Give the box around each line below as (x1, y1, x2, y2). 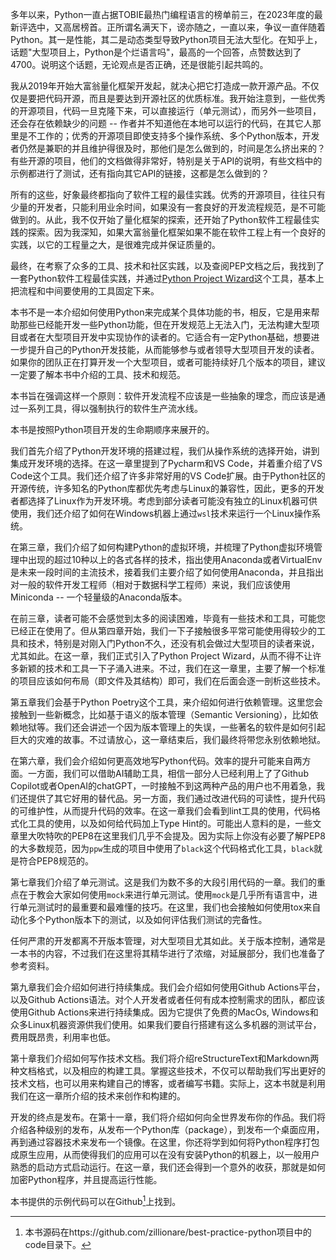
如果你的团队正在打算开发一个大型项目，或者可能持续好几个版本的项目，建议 (10, 356, 326, 368)
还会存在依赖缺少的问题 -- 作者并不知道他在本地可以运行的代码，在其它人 (10, 118, 313, 129)
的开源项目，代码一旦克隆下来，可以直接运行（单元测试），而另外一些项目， (10, 105, 322, 117)
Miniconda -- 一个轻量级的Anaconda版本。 (10, 591, 188, 603)
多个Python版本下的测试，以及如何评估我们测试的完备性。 (27, 914, 268, 925)
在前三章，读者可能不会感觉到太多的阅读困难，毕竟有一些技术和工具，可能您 (10, 613, 326, 624)
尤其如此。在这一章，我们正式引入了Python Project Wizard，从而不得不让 (10, 650, 313, 662)
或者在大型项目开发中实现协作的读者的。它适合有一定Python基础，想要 (18, 331, 312, 343)
